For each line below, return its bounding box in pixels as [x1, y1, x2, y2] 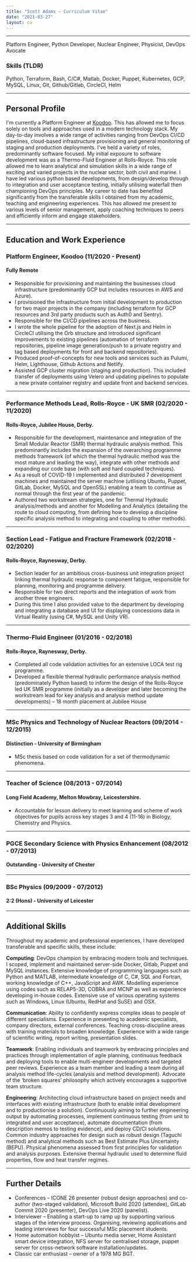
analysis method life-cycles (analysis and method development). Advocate [6, 1070, 185, 1077]
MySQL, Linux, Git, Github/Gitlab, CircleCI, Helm [6, 81, 121, 88]
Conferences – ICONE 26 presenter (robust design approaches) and [14, 1194, 178, 1201]
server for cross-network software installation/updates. [14, 1244, 148, 1251]
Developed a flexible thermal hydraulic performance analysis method [14, 673, 181, 680]
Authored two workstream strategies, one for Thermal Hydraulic [14, 496, 169, 504]
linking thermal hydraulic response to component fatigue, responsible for [14, 576, 190, 583]
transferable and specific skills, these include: [6, 943, 117, 950]
